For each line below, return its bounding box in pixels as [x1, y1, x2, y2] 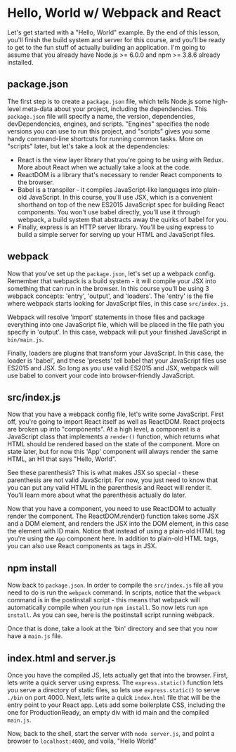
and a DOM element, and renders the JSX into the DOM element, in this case [7, 519, 229, 528]
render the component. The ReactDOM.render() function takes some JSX [7, 512, 219, 521]
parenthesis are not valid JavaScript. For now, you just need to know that [7, 476, 218, 484]
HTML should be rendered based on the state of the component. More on [7, 440, 220, 448]
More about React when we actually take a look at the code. [17, 163, 191, 171]
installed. [7, 58, 34, 66]
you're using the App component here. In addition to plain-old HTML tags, [7, 534, 219, 543]
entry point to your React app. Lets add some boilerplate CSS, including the [7, 701, 226, 709]
